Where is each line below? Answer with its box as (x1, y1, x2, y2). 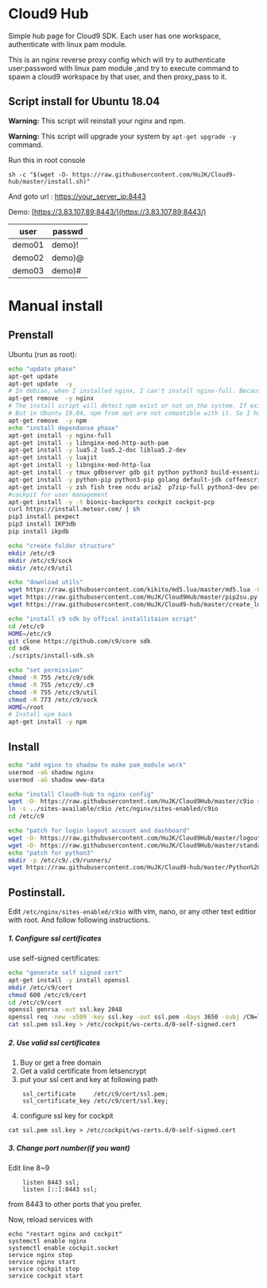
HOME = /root (8, 703, 44, 712)
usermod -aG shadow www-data (8, 776, 105, 784)
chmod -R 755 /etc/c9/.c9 (8, 681, 94, 689)
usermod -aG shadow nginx (8, 768, 94, 776)
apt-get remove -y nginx (8, 394, 94, 402)
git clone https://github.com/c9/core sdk (8, 637, 151, 645)
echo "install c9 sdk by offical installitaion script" (8, 615, 197, 623)
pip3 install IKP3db (8, 520, 77, 529)
